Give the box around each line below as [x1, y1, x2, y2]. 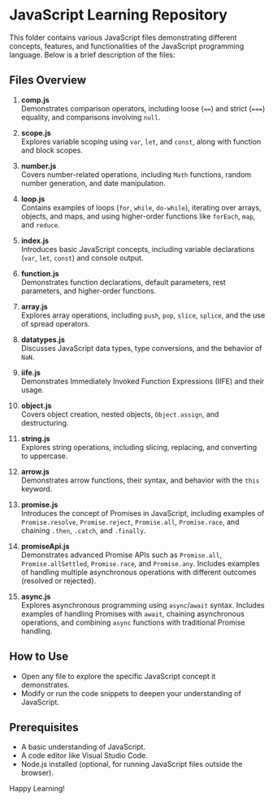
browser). [20, 768, 54, 777]
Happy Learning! [9, 784, 66, 794]
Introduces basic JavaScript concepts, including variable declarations [20, 244, 255, 253]
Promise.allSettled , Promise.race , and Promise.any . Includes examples [20, 558, 260, 568]
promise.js [20, 500, 58, 509]
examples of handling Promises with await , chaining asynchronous [20, 608, 245, 618]
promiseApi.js [20, 541, 70, 551]
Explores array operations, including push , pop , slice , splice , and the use [20, 310, 266, 320]
